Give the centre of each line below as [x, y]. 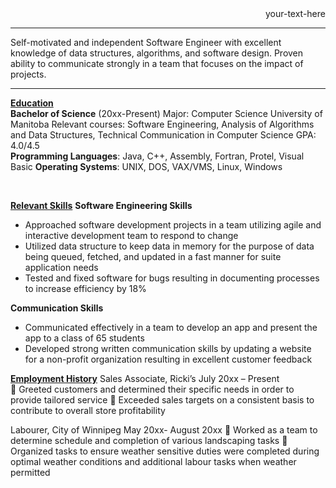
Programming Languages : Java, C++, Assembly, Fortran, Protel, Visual [157, 156]
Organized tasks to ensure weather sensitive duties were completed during [165, 451]
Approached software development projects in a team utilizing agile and [173, 225]
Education [32, 103]
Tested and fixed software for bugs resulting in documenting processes [172, 278]
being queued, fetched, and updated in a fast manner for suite [153, 256]
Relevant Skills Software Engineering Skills [101, 205]
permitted [30, 472]
